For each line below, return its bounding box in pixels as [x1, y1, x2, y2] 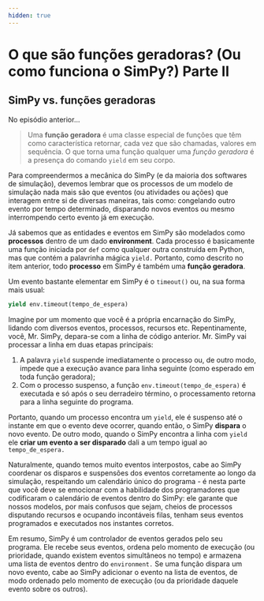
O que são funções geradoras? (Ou [8, 45, 242, 63]
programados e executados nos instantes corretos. [8, 518, 174, 528]
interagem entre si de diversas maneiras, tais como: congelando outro [8, 195, 236, 205]
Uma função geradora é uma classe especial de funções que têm [27, 130, 242, 139]
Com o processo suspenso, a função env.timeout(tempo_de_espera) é [19, 380, 247, 389]
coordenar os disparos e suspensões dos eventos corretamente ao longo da [8, 468, 256, 478]
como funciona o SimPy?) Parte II [8, 62, 230, 80]
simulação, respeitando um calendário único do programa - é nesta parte [8, 476, 246, 486]
